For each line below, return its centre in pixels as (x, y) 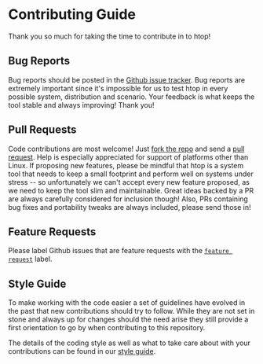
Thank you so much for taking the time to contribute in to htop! (110, 36)
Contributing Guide (72, 15)
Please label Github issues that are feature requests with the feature (119, 251)
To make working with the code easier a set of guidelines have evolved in (127, 303)
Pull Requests (42, 130)
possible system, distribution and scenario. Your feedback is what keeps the (131, 97)
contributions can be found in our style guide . (82, 351)
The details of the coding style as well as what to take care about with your (130, 343)
